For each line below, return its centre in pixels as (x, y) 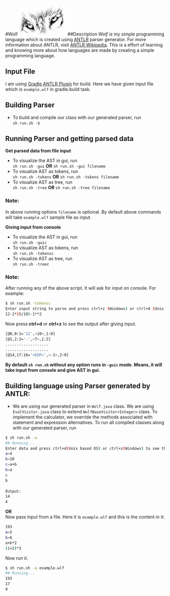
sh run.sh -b (26, 123)
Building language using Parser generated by (78, 386)
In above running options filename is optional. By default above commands (83, 212)
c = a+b (11, 465)
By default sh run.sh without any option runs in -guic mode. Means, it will (84, 365)
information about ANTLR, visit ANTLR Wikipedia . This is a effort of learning (84, 45)
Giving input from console (33, 227)
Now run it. (17, 558)
